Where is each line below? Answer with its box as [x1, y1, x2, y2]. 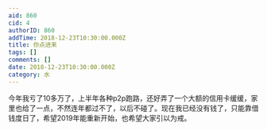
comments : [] [8, 56, 52, 64]
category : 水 [8, 71, 50, 78]
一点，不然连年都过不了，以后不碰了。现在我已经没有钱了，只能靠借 [35, 103, 259, 113]
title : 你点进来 [8, 41, 57, 49]
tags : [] [8, 48, 37, 56]
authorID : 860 [8, 26, 56, 34]
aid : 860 [8, 11, 37, 20]
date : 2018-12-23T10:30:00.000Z [8, 63, 115, 71]
